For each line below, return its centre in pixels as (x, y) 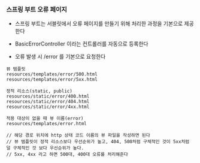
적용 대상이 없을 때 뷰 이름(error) (45, 119)
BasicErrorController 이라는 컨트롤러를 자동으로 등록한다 (81, 44)
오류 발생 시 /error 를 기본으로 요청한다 (60, 57)
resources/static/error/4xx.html (48, 107)
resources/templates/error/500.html (52, 74)
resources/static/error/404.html (48, 102)
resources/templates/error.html (46, 124)
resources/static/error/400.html (48, 96)
